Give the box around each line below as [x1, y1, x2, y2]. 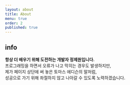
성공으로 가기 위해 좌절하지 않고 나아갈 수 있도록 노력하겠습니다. [5, 75, 126, 81]
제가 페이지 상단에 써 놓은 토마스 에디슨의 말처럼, [5, 68, 97, 74]
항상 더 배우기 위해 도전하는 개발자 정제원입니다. [5, 56, 95, 62]
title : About [5, 12, 32, 17]
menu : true [5, 16, 27, 21]
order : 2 [5, 20, 23, 26]
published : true [5, 25, 38, 30]
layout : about [5, 7, 34, 12]
